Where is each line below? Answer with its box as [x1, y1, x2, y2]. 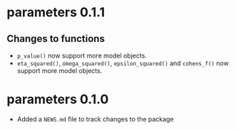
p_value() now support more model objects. [16, 51, 148, 60]
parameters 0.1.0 [6, 92, 109, 107]
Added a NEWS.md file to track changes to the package [16, 114, 174, 123]
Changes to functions [6, 33, 105, 45]
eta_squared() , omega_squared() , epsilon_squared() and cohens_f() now [16, 59, 229, 67]
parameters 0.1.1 [6, 4, 105, 21]
